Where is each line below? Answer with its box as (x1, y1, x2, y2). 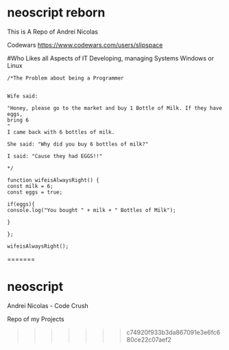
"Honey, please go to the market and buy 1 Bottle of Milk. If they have (7, 104, 223, 111)
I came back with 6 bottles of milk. (7, 128, 115, 135)
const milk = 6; (7, 183, 53, 189)
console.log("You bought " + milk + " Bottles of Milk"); (7, 207, 176, 213)
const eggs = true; (7, 189, 63, 196)
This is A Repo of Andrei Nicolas (7, 27, 98, 36)
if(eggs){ (7, 200, 36, 207)
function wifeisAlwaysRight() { (7, 176, 99, 183)
